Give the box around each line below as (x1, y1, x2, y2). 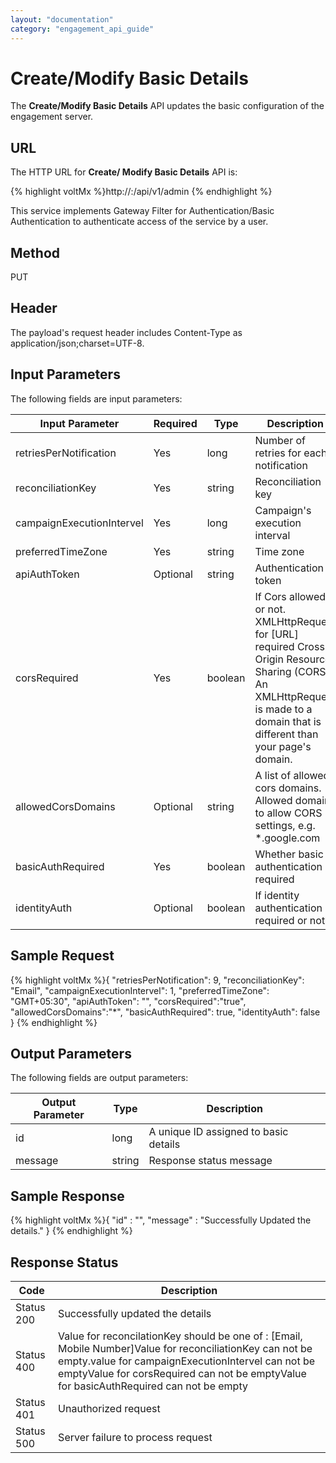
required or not (254, 913, 326, 927)
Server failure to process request (58, 1430, 213, 1444)
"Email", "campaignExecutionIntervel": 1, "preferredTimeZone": (10, 984, 270, 996)
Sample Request (10, 947, 115, 965)
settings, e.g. (254, 818, 316, 832)
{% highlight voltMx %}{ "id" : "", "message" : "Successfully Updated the (10, 1214, 312, 1226)
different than (254, 727, 319, 741)
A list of (254, 768, 292, 782)
